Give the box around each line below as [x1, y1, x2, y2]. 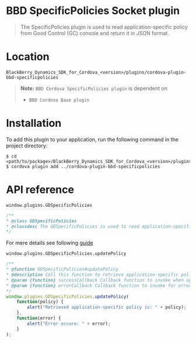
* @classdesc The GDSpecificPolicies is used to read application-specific [6, 223, 194, 229]
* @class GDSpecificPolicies [6, 218, 77, 224]
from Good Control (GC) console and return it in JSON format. [20, 29, 169, 36]
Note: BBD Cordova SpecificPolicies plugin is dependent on [20, 85, 168, 92]
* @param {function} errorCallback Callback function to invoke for [6, 282, 176, 289]
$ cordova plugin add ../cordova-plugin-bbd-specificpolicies [6, 164, 160, 169]
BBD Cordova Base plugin [29, 97, 90, 103]
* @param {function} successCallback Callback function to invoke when [6, 277, 184, 283]
